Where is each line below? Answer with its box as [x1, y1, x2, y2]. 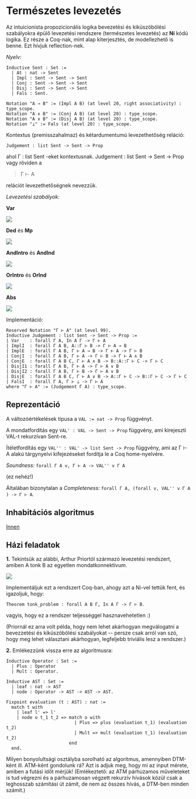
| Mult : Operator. [11, 668, 59, 674]
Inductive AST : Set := [6, 679, 64, 685]
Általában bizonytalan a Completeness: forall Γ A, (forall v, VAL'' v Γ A [6, 484, 191, 491]
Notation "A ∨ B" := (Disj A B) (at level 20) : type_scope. [6, 116, 159, 122]
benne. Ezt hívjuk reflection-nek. [6, 42, 85, 49]
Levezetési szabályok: [6, 193, 60, 200]
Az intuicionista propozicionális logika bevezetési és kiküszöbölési [6, 23, 166, 30]
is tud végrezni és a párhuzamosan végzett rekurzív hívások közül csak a [6, 774, 183, 781]
